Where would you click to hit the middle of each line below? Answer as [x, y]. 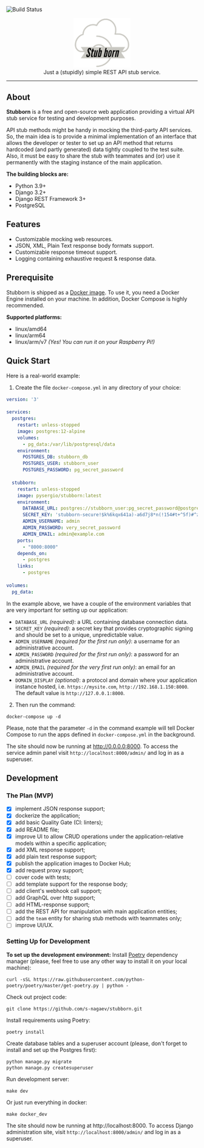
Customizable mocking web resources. [64, 239]
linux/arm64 [30, 335]
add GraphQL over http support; [55, 898]
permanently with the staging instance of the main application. [84, 163]
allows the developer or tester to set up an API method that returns [90, 143]
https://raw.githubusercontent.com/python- [89, 979]
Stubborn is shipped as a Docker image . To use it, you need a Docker [93, 292]
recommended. [25, 305]
